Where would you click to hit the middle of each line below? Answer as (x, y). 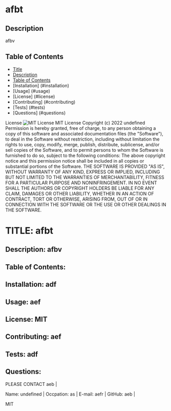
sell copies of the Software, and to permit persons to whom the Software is (84, 150)
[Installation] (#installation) (41, 85)
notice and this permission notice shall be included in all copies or (75, 161)
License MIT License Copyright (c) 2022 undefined (75, 123)
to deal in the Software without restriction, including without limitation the (82, 139)
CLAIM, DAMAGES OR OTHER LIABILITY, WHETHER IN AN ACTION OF (80, 193)
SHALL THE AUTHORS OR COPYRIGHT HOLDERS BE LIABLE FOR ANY (80, 188)
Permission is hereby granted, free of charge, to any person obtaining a (81, 128)
